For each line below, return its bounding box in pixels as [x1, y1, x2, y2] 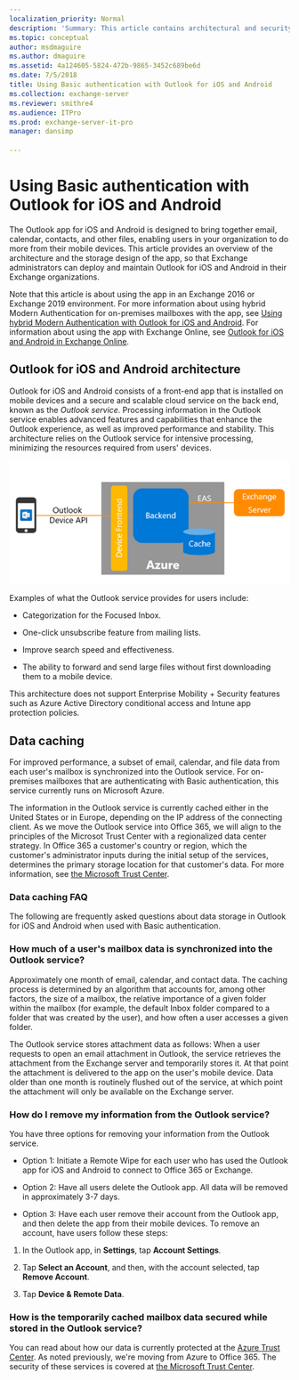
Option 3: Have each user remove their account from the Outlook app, [21, 1208, 279, 1219]
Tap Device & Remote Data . [21, 1288, 125, 1299]
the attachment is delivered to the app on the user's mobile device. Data [9, 1067, 274, 1077]
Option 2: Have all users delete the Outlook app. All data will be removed [21, 1181, 288, 1192]
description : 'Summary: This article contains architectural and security [9, 23, 293, 33]
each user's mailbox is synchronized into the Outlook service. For [9, 767, 249, 777]
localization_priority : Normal [9, 14, 125, 23]
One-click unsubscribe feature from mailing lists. [21, 628, 202, 638]
